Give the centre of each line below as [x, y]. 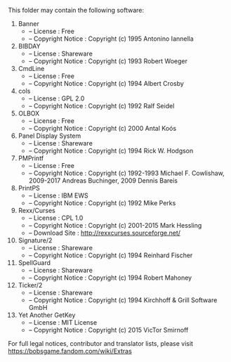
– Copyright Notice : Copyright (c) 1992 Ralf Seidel [101, 106]
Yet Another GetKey [47, 315]
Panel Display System [49, 136]
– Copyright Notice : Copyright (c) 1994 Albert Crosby [106, 83]
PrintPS [29, 188]
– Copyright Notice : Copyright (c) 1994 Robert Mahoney [110, 278]
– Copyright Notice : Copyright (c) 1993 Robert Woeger [108, 61]
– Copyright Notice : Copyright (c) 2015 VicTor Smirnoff [108, 330]
